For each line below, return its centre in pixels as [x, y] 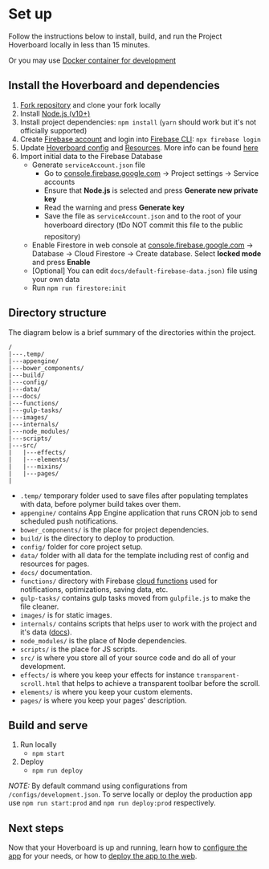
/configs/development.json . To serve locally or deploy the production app [130, 794]
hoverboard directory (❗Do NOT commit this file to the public [143, 225]
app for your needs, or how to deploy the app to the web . [103, 856]
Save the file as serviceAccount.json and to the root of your [143, 216]
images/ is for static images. [66, 614]
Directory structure [57, 313]
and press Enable [61, 262]
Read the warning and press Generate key [114, 207]
